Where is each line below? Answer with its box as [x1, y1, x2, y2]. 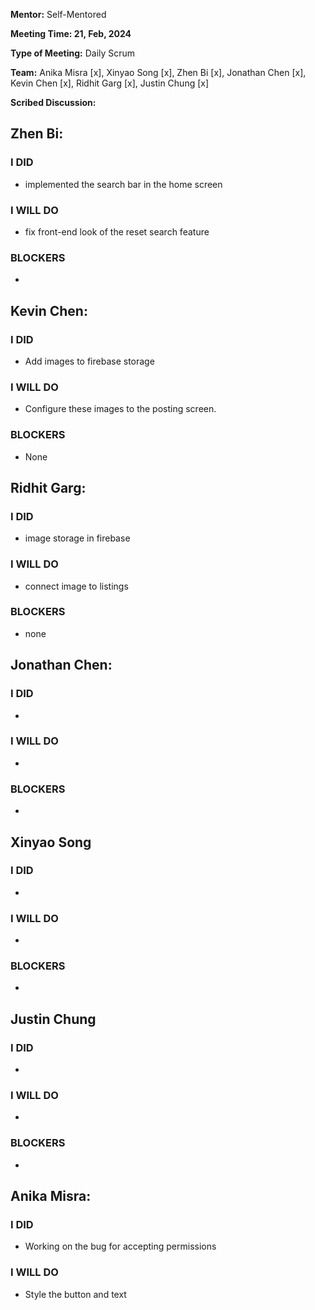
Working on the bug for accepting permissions [24, 1240, 217, 1253]
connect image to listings [24, 580, 129, 592]
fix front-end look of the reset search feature [24, 225, 210, 238]
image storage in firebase [24, 532, 131, 544]
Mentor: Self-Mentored [10, 9, 107, 20]
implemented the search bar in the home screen [24, 178, 223, 190]
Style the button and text [24, 1288, 127, 1300]
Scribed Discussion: [10, 97, 97, 108]
